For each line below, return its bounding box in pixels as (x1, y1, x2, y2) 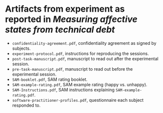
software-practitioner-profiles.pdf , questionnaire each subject (12, 97, 144, 103)
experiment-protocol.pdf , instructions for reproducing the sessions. (12, 50, 149, 56)
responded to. (12, 102, 41, 108)
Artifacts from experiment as (5, 3, 125, 15)
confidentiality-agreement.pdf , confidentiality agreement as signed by (12, 40, 157, 46)
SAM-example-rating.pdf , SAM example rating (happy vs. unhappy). (12, 81, 147, 87)
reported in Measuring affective (5, 14, 138, 25)
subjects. (12, 45, 31, 51)
